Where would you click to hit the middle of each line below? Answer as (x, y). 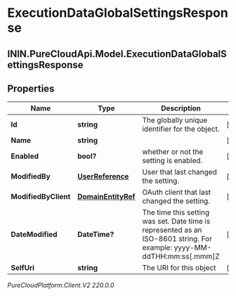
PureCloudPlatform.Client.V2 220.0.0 (61, 285)
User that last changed (180, 172)
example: (157, 247)
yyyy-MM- (193, 247)
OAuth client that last (177, 193)
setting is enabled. (172, 161)
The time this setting (176, 212)
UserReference (103, 176)
